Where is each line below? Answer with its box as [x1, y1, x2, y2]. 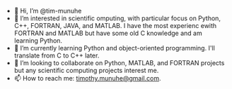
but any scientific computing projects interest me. [13, 67, 159, 74]
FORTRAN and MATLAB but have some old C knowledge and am [13, 29, 203, 37]
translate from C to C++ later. [13, 51, 100, 60]
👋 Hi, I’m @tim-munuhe [13, 7, 82, 15]
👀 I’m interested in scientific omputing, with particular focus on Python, [13, 14, 221, 22]
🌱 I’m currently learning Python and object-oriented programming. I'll [13, 44, 216, 52]
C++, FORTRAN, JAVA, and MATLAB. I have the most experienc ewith [13, 22, 217, 29]
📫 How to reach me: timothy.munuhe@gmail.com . [13, 74, 161, 82]
